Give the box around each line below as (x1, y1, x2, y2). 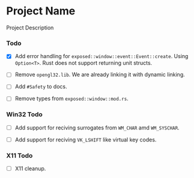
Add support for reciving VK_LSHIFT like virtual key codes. (14, 136, 157, 143)
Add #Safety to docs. (14, 83, 67, 90)
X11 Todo (6, 151, 33, 159)
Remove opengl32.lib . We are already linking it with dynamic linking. (14, 71, 185, 79)
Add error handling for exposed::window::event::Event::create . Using (14, 53, 189, 60)
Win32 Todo (6, 110, 43, 119)
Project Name (6, 4, 76, 18)
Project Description (6, 24, 54, 31)
